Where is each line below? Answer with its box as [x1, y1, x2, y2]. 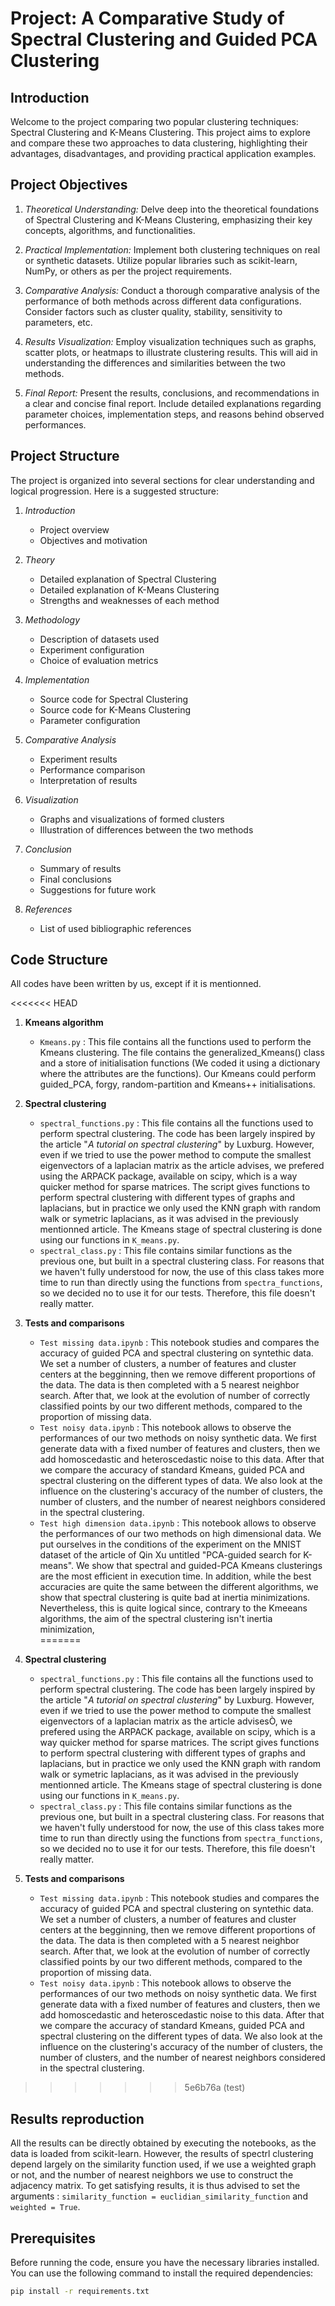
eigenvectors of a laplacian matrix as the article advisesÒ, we [39, 1715, 293, 1727]
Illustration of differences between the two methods [39, 823, 254, 836]
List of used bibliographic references [39, 922, 192, 934]
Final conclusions [39, 873, 112, 885]
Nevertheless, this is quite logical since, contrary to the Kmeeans [39, 1602, 308, 1614]
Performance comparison [39, 763, 146, 776]
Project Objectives [10, 177, 128, 194]
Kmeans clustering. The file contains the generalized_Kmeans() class [39, 1047, 325, 1059]
